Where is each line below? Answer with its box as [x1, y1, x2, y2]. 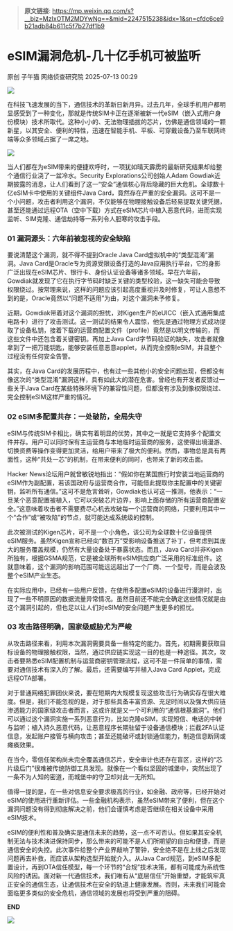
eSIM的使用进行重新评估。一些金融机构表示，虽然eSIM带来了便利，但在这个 [7, 796, 225, 804]
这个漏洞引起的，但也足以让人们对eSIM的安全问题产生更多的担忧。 [7, 603, 198, 611]
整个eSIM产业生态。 [7, 571, 64, 580]
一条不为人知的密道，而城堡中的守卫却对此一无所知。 [7, 772, 159, 781]
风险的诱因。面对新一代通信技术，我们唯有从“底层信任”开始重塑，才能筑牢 [7, 871, 220, 880]
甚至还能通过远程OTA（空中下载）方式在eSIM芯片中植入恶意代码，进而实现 [7, 206, 223, 214]
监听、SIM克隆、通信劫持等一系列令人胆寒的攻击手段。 [7, 214, 164, 223]
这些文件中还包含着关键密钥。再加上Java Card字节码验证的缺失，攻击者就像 [7, 335, 225, 343]
